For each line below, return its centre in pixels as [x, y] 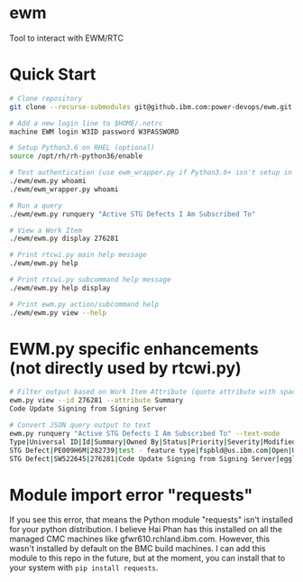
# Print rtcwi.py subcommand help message [90, 280]
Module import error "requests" [131, 495]
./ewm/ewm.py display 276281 [64, 239]
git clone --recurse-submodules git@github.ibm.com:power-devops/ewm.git [151, 106]
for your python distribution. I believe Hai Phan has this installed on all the [146, 530]
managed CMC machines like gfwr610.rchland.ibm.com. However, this [140, 539]
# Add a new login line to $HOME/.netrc [87, 123]
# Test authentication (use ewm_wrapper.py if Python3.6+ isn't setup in [151, 173]
